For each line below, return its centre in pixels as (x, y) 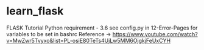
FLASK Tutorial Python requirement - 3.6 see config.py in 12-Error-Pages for (102, 28)
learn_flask (35, 11)
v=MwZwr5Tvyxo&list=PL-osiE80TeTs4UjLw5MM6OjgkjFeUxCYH (89, 40)
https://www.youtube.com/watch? (155, 34)
